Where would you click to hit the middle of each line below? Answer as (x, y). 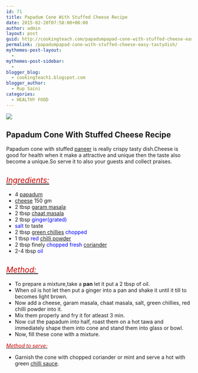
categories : (21, 94)
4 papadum (29, 194)
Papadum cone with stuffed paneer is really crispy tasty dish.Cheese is (92, 149)
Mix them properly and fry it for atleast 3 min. (70, 316)
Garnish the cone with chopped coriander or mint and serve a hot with (100, 357)
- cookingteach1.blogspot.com (48, 78)
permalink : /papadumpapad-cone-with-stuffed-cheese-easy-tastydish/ (92, 45)
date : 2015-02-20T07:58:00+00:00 (47, 22)
